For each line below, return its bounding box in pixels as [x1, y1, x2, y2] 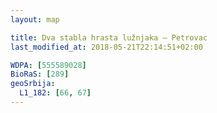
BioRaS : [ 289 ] [10, 69, 70, 80]
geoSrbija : [10, 79, 56, 89]
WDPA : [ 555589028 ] [10, 60, 87, 70]
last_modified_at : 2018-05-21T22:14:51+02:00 [10, 42, 203, 52]
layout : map [10, 14, 60, 25]
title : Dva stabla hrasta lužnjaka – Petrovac [10, 32, 208, 43]
